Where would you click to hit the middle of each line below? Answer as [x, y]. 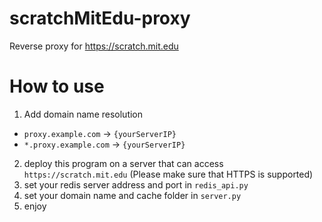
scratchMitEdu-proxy [100, 18]
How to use [57, 86]
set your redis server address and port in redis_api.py [136, 184]
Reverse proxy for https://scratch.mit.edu [94, 46]
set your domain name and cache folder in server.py [132, 195]
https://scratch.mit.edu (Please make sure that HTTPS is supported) [168, 174]
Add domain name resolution [83, 114]
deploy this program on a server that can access [123, 163]
